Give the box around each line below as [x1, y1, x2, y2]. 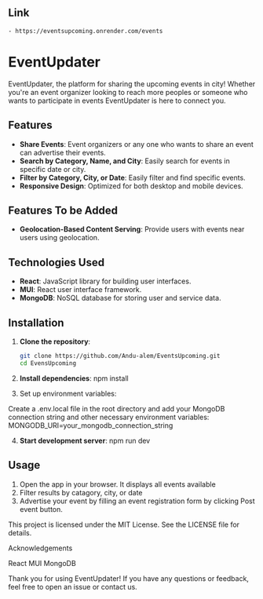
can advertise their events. [19, 148, 106, 157]
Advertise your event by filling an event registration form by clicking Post [19, 496, 255, 506]
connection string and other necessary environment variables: [8, 412, 210, 422]
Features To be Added [8, 203, 119, 217]
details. [8, 528, 32, 537]
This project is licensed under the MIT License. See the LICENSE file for [8, 520, 240, 529]
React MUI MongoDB [8, 558, 76, 568]
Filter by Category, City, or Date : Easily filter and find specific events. [19, 173, 246, 182]
